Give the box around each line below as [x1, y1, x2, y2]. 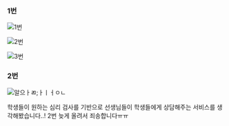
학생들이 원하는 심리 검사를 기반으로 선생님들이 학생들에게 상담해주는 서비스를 [7, 103, 216, 111]
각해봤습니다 [7, 112, 41, 120]
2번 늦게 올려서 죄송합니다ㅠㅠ [47, 112, 129, 120]
